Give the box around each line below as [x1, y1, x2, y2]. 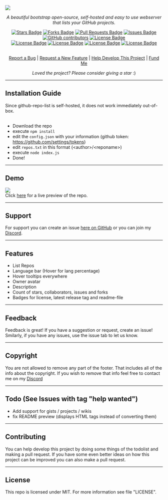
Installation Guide [5, 89, 61, 98]
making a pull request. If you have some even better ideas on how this [5, 451, 149, 457]
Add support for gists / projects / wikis [12, 408, 91, 414]
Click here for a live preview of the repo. [5, 192, 88, 198]
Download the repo [12, 123, 52, 129]
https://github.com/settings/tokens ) [12, 139, 86, 145]
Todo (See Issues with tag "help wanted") [5, 395, 138, 403]
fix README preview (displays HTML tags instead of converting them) [12, 413, 157, 419]
